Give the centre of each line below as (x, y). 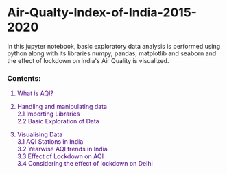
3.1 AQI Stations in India (50, 142)
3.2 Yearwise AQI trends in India (62, 149)
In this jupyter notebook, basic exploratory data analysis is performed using (114, 46)
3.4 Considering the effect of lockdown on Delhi (85, 164)
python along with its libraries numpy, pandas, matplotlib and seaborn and (112, 53)
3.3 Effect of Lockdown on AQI (60, 156)
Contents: (24, 78)
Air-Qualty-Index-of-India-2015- (102, 13)
